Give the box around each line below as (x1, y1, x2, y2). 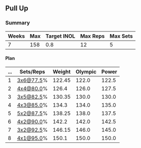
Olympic (75, 68, 97, 75)
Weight (52, 68, 71, 75)
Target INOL (45, 33, 75, 40)
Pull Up (5, 4, 29, 13)
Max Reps (80, 33, 105, 40)
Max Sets (109, 33, 133, 40)
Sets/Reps (19, 68, 45, 75)
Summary (5, 19, 31, 26)
